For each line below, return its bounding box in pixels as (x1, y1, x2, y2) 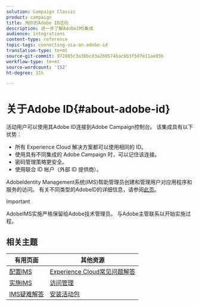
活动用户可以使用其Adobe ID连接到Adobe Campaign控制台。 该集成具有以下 (6, 123, 194, 131)
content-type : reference (6, 36, 68, 42)
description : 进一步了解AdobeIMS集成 (6, 25, 94, 32)
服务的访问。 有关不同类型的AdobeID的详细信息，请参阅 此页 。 (6, 186, 160, 193)
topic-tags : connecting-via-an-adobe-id (6, 42, 108, 48)
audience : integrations (6, 31, 66, 37)
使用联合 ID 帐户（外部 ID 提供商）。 (14, 166, 102, 173)
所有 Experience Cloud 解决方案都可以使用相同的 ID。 (14, 144, 147, 151)
